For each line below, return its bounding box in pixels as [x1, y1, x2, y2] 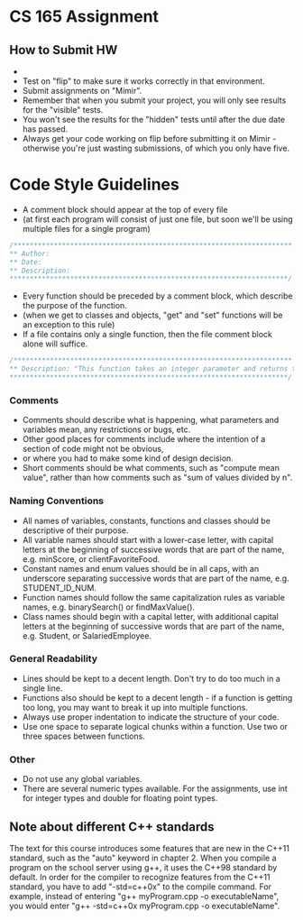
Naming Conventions [9, 494, 105, 507]
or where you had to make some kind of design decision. [22, 453, 234, 464]
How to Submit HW [9, 42, 118, 58]
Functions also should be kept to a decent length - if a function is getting [22, 692, 293, 703]
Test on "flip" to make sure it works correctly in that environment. [22, 76, 266, 87]
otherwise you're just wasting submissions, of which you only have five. [22, 143, 290, 153]
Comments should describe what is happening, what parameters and [22, 415, 280, 426]
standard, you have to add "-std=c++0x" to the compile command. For [9, 881, 272, 892]
